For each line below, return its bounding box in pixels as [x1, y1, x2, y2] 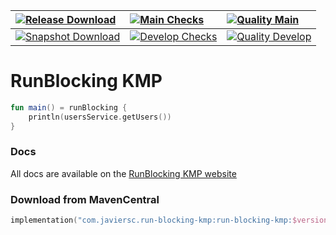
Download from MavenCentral [10, 192, 160, 206]
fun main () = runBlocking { [10, 102, 128, 113]
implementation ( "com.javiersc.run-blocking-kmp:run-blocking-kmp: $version [10, 215, 329, 226]
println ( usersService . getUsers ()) [28, 112, 172, 122]
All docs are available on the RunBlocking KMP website [10, 167, 237, 179]
